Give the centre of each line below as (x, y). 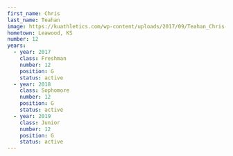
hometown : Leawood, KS (40, 33)
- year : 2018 (32, 84)
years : (17, 46)
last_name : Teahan (34, 20)
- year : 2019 (32, 116)
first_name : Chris (34, 13)
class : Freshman (43, 59)
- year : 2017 (32, 52)
